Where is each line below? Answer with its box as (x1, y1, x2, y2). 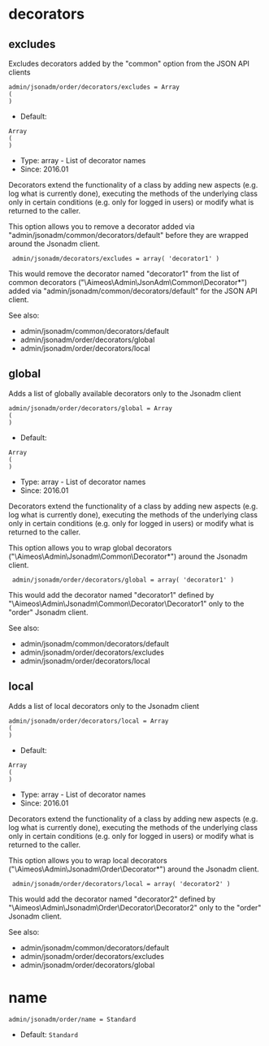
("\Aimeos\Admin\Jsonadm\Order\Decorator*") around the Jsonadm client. (8, 864, 260, 874)
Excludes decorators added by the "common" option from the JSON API (8, 58, 250, 68)
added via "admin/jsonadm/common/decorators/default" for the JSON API (8, 286, 258, 296)
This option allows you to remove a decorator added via (8, 222, 195, 231)
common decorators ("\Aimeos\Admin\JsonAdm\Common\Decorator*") (8, 278, 248, 287)
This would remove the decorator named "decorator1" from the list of (8, 269, 240, 279)
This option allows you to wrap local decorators (8, 855, 168, 865)
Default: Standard (20, 1029, 79, 1040)
